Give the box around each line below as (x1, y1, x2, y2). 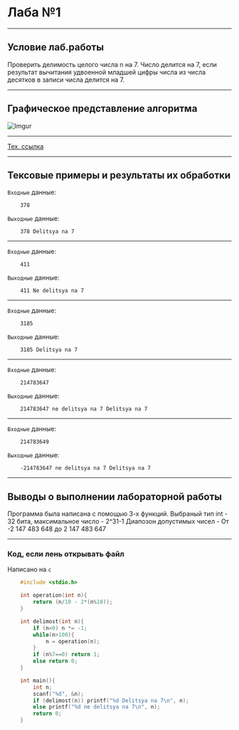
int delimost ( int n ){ (20, 618, 84, 625)
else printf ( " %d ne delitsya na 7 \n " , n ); (33, 704, 161, 711)
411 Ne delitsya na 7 (20, 287, 84, 295)
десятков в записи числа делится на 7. (7, 75, 125, 84)
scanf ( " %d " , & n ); (33, 690, 84, 697)
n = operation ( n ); (45, 638, 100, 645)
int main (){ (20, 677, 55, 684)
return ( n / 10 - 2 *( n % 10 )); (33, 598, 113, 605)
